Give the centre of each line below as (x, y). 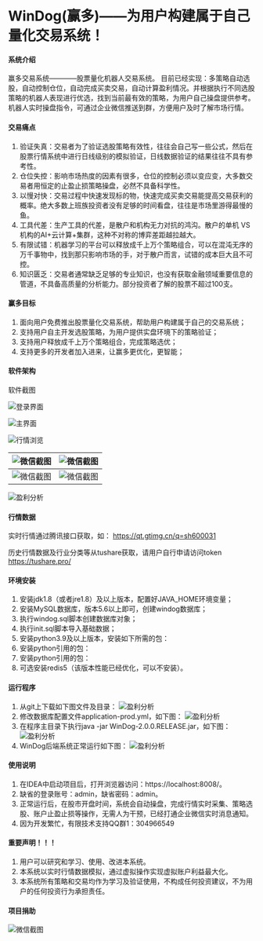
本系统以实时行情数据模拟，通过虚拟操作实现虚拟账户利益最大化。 (126, 872)
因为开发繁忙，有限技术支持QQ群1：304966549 (97, 823)
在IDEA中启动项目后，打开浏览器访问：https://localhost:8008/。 (123, 784)
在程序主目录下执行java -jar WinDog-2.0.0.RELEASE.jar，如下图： (125, 726)
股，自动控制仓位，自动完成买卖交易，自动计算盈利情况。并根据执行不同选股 (131, 88)
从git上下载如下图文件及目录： (68, 706)
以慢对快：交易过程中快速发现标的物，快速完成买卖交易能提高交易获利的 (136, 195)
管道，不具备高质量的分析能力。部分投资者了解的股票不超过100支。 (128, 284)
